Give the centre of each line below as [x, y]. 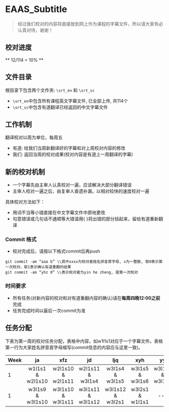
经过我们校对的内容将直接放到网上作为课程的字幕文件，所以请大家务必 [90, 24]
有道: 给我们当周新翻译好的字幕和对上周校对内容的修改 [69, 148]
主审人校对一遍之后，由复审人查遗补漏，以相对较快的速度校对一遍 [81, 191]
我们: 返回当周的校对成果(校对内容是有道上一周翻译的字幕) [73, 154]
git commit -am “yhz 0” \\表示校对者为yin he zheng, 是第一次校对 [72, 273]
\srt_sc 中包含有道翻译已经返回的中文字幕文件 [60, 107]
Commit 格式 [21, 239]
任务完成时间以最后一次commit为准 [49, 310]
